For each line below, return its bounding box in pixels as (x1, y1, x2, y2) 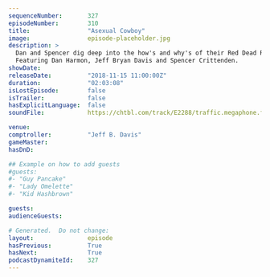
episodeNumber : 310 (8, 19, 99, 27)
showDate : (8, 64, 42, 72)
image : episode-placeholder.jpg (8, 34, 171, 43)
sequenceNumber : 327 (8, 11, 99, 20)
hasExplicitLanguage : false (8, 101, 106, 109)
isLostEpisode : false (8, 86, 106, 95)
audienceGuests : (8, 212, 63, 220)
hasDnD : (8, 145, 35, 153)
